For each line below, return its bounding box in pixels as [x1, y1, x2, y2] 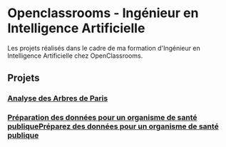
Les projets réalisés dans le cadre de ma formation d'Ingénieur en [7, 44, 201, 52]
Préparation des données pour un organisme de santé [7, 113, 197, 123]
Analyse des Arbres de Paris [7, 93, 108, 103]
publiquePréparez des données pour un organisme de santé [7, 121, 219, 131]
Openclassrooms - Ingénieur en [7, 5, 199, 21]
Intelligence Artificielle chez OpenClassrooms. [7, 51, 143, 60]
